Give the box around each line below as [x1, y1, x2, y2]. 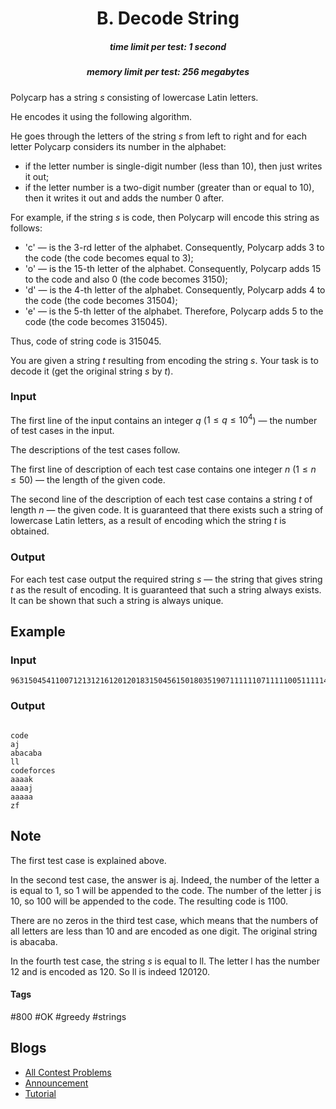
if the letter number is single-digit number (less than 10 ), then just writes [24, 160, 323, 172]
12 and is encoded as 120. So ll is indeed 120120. [10, 965, 211, 977]
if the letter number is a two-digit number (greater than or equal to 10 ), [24, 181, 315, 193]
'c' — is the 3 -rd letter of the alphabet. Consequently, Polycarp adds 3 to [24, 241, 325, 253]
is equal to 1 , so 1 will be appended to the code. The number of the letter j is [10, 884, 322, 896]
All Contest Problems [24, 1066, 112, 1078]
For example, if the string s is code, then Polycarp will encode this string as [10, 211, 320, 223]
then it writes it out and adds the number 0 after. [24, 192, 225, 204]
